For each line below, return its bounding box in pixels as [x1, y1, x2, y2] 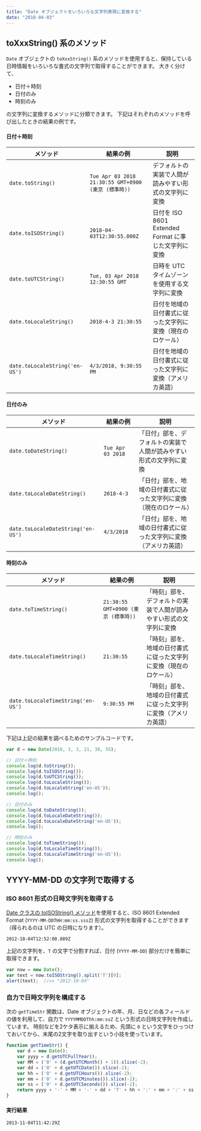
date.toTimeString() [9, 606, 68, 613]
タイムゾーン [152, 270, 188, 279]
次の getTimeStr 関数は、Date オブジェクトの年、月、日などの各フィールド [6, 1008, 190, 1015]
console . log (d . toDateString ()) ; [6, 807, 87, 813]
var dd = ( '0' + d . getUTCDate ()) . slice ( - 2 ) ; [17, 1064, 130, 1070]
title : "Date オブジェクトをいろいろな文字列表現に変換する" [6, 8, 142, 15]
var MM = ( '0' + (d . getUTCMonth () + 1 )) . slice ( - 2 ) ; [17, 1059, 148, 1065]
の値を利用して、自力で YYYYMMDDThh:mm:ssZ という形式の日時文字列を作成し [6, 1015, 193, 1023]
